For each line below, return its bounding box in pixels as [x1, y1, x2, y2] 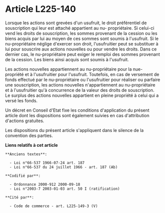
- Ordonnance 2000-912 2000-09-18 [9, 182, 80, 187]
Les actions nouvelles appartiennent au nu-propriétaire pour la [5, 66, 132, 72]
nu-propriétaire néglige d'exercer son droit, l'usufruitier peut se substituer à [5, 41, 159, 46]
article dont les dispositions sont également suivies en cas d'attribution [5, 112, 150, 118]
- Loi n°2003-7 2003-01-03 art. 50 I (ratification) [9, 186, 120, 191]
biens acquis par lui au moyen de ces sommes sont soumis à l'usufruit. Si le [5, 36, 159, 42]
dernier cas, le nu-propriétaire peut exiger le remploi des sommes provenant [5, 51, 160, 57]
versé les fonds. [5, 97, 38, 103]
